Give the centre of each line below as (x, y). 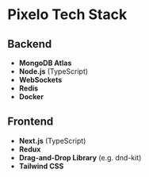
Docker (31, 96)
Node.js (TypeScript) (53, 71)
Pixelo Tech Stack (67, 15)
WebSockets (40, 80)
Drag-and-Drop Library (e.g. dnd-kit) (80, 157)
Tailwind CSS (41, 166)
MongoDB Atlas (45, 63)
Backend (30, 44)
